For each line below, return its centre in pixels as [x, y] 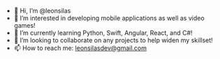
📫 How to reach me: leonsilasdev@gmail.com [80, 48]
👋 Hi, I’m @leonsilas [42, 11]
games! [25, 25]
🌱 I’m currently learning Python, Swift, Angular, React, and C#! [103, 33]
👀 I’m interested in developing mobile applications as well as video [109, 18]
